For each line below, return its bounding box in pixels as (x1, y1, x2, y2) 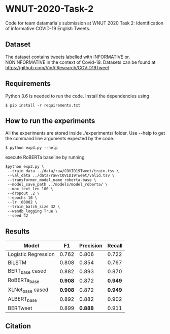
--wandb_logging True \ (7, 209, 58, 214)
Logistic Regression (8, 251, 55, 258)
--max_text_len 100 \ (7, 187, 53, 192)
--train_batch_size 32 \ (7, 204, 60, 210)
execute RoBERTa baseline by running (5, 154, 85, 161)
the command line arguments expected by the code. (5, 136, 115, 142)
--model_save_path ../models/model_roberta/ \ (7, 182, 108, 187)
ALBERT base (8, 295, 37, 303)
